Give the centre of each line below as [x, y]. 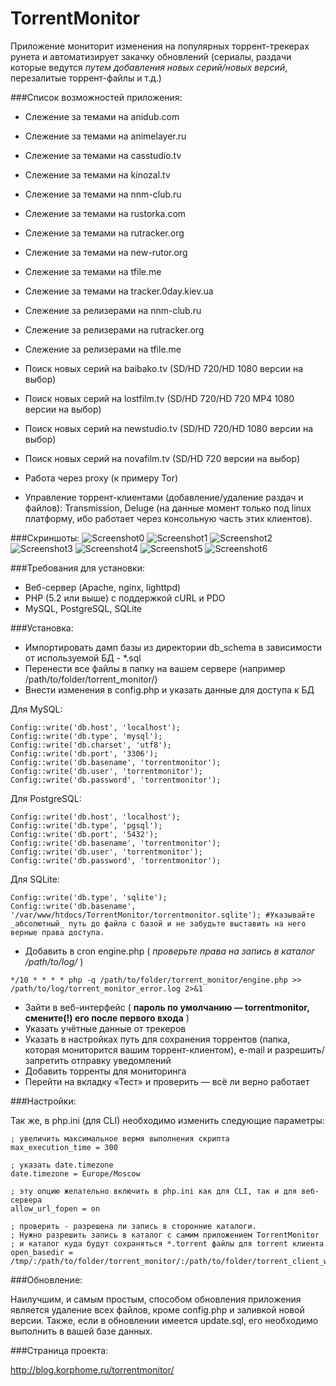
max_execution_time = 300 [64, 1147]
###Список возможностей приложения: [96, 97]
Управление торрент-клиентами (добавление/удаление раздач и [164, 497]
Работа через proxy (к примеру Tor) [101, 478]
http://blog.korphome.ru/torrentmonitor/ [92, 1369]
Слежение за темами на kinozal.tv [97, 174]
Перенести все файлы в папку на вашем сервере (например [155, 668]
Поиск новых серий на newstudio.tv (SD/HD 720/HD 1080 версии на [169, 428]
